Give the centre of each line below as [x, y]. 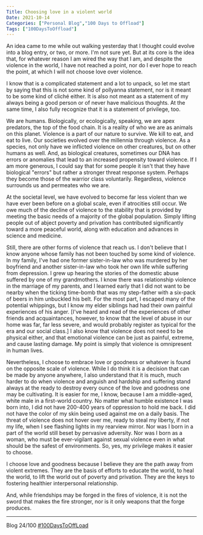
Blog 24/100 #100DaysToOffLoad [47, 525]
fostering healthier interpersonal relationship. [63, 483]
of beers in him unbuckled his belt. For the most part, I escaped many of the [101, 299]
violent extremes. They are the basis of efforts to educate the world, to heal [100, 471]
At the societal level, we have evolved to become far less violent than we [97, 197]
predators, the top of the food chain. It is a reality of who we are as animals [100, 127]
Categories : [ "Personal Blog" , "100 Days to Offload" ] [76, 23]
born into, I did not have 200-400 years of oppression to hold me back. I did [101, 407]
